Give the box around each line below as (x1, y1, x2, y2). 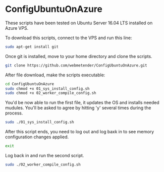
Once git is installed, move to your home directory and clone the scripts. (5, 53, 153, 59)
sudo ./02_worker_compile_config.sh (5, 162, 81, 167)
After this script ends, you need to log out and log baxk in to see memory (5, 129, 155, 135)
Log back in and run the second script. (5, 153, 84, 159)
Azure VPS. (5, 25, 29, 31)
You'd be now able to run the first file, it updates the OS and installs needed (5, 100, 160, 106)
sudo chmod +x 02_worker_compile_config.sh (5, 91, 97, 96)
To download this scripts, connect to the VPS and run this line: (5, 35, 132, 41)
